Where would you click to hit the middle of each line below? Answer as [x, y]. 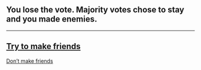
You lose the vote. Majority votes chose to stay [95, 10]
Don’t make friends [30, 61]
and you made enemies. [52, 19]
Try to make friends [43, 46]
